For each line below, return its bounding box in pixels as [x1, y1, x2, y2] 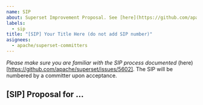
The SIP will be [135, 65, 173, 72]
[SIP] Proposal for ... [6, 89, 84, 100]
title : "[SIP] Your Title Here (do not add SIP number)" [6, 31, 153, 37]
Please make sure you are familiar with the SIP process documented [6, 59, 177, 66]
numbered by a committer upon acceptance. [6, 72, 117, 79]
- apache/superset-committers [11, 43, 88, 49]
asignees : [6, 37, 31, 43]
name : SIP [6, 8, 31, 15]
